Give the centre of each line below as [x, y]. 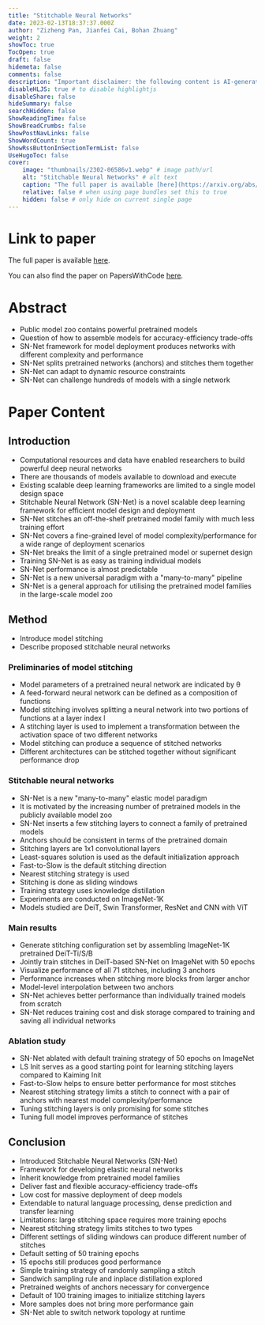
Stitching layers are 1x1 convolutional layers [90, 848]
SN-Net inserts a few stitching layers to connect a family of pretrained [133, 823]
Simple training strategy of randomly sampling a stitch [107, 1270]
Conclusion [37, 1142]
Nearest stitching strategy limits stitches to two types [106, 1228]
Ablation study [37, 1041]
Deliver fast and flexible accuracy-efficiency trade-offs [109, 1187]
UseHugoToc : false [38, 155]
